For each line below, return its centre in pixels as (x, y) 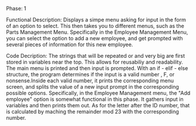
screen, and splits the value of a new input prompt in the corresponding (92, 87)
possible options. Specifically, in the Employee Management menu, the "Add (98, 93)
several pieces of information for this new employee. (70, 44)
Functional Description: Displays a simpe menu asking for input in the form (96, 20)
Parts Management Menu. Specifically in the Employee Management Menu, (97, 32)
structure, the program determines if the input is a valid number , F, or (90, 74)
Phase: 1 (16, 8)
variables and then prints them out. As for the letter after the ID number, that (98, 105)
